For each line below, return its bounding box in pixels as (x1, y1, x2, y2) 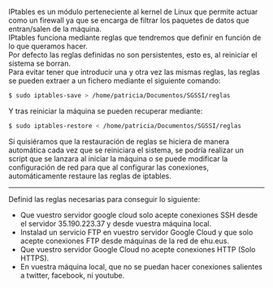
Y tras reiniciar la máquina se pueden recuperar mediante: (8, 105, 203, 116)
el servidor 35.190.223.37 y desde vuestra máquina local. (19, 218, 212, 228)
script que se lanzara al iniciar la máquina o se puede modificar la (8, 153, 228, 163)
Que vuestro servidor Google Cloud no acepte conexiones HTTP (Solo (19, 244, 256, 254)
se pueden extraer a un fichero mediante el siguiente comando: (8, 76, 221, 85)
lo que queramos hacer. (8, 41, 88, 51)
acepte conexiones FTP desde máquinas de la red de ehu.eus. (19, 235, 230, 246)
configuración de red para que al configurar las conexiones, (8, 162, 210, 172)
